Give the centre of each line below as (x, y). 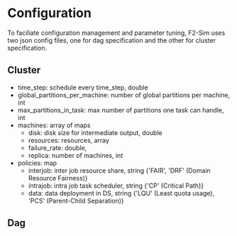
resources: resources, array (69, 140)
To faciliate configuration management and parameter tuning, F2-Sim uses (116, 33)
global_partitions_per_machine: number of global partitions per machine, (124, 95)
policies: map (37, 163)
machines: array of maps (54, 125)
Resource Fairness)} (58, 178)
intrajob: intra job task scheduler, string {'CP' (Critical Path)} (116, 186)
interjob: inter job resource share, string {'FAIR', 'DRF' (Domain (119, 170)
